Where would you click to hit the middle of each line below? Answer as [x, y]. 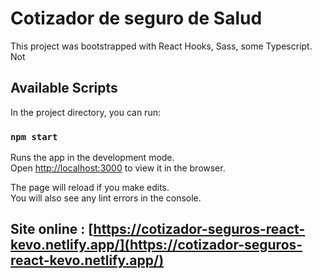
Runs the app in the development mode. [92, 158]
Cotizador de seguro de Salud [136, 18]
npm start [34, 136]
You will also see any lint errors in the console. [106, 198]
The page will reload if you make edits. [90, 188]
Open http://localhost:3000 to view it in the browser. [118, 168]
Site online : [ [52, 229]
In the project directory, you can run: [85, 112]
